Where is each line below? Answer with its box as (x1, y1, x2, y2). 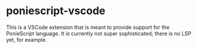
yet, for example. (6, 36, 47, 43)
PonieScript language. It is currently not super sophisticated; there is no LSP (6, 30, 192, 37)
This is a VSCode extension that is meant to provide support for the (6, 24, 170, 31)
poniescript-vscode (6, 4, 106, 18)
